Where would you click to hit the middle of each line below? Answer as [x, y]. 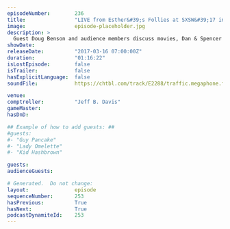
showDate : [21, 45]
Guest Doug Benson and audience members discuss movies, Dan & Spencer [118, 39]
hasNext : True [47, 209]
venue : [16, 96]
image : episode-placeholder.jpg [76, 26]
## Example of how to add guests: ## [61, 127]
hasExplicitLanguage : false [49, 77]
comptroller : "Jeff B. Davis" [64, 102]
